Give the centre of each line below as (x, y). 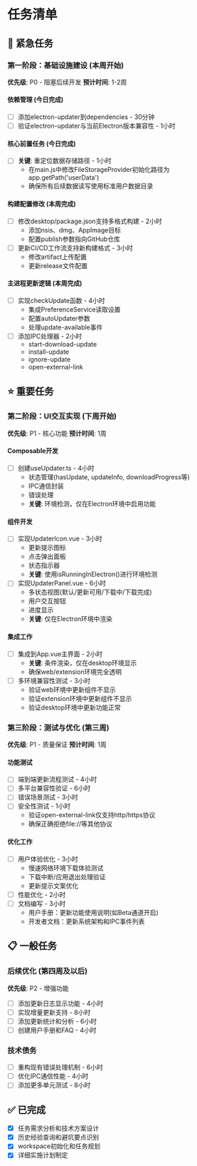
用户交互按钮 (47, 601)
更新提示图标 (47, 548)
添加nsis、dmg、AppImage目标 (74, 230)
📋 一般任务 (32, 946)
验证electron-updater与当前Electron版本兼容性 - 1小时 (96, 126)
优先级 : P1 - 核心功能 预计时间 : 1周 (57, 433)
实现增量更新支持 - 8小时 (54, 1012)
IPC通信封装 (46, 486)
